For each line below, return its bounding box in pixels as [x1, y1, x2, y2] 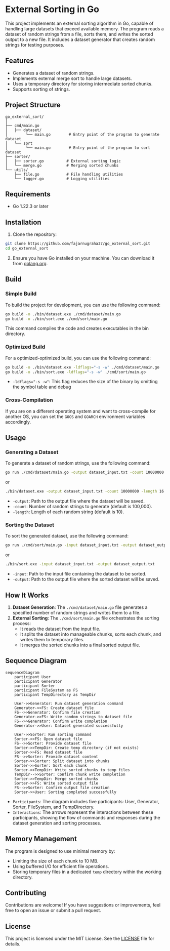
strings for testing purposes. [5, 42, 65, 48]
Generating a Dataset [5, 449, 59, 456]
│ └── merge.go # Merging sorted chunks [5, 163, 119, 168]
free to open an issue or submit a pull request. [5, 907, 101, 914]
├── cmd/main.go [5, 123, 39, 128]
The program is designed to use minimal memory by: [5, 848, 115, 854]
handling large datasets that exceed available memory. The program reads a [5, 25, 164, 31]
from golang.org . [12, 260, 48, 266]
